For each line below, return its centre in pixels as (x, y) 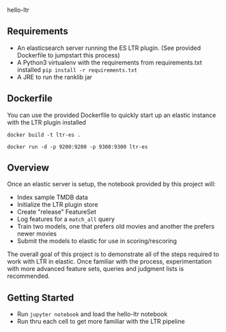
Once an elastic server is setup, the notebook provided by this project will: (112, 184)
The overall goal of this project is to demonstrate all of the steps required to (113, 254)
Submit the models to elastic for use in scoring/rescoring (97, 241)
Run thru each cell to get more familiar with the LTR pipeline (101, 322)
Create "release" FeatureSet (57, 212)
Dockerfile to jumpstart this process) (69, 55)
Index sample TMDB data (53, 197)
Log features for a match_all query (66, 219)
